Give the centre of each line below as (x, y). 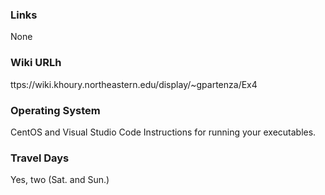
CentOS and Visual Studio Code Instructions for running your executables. (163, 132)
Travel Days (40, 158)
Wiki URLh (36, 63)
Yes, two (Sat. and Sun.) (60, 180)
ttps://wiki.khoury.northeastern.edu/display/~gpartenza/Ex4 (134, 84)
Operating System (55, 110)
